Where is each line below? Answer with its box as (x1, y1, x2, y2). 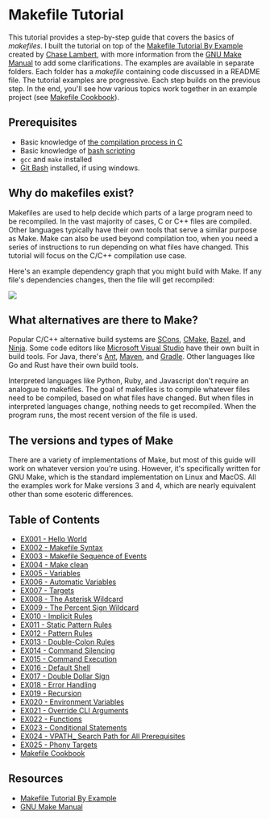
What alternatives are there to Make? (8, 313, 199, 327)
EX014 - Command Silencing (19, 646, 115, 655)
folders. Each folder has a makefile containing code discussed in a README (8, 66, 260, 76)
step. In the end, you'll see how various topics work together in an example (8, 83, 258, 94)
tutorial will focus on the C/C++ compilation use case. (8, 250, 187, 260)
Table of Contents (8, 512, 101, 526)
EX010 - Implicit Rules (19, 612, 93, 621)
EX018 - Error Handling (19, 680, 97, 689)
